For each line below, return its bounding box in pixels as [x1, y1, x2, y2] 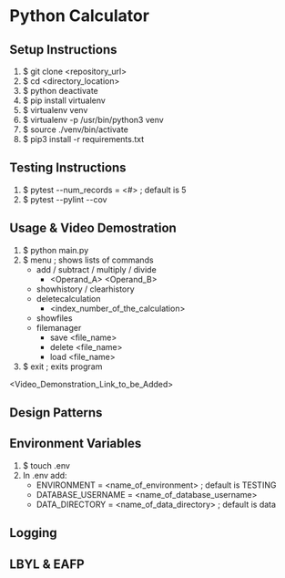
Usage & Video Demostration [9, 221, 178, 236]
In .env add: [22, 470, 67, 480]
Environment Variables [9, 436, 142, 451]
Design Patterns [9, 405, 103, 420]
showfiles [36, 312, 73, 324]
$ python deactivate [22, 86, 98, 96]
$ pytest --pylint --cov [22, 193, 107, 205]
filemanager [36, 322, 82, 333]
